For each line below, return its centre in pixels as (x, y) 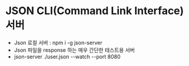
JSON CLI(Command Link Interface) (94, 11)
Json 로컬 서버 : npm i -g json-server (58, 42)
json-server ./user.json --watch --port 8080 (67, 57)
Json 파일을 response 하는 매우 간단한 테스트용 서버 (74, 50)
